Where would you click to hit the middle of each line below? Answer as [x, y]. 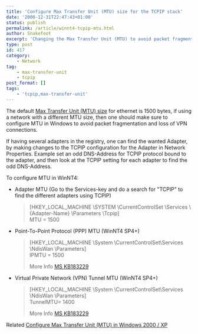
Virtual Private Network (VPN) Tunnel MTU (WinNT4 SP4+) [86, 278]
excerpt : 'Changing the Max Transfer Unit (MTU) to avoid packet [88, 39]
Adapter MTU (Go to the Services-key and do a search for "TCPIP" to [99, 189]
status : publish [26, 22]
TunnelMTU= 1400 [52, 301]
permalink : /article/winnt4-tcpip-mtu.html [60, 28]
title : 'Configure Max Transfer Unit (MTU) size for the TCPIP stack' [95, 12]
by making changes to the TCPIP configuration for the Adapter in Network [96, 147]
